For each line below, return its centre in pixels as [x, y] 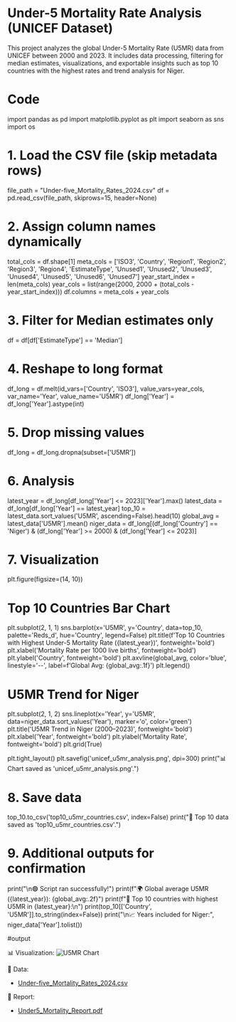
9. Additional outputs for [81, 854]
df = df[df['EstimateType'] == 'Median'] [65, 340]
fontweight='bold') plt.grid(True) [55, 744]
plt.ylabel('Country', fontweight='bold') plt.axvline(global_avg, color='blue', [117, 658]
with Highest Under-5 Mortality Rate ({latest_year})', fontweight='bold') [111, 643]
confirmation [47, 869]
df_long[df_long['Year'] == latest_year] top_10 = [77, 508]
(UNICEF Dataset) [60, 28]
